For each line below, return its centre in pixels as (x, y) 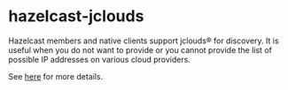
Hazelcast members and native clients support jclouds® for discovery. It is (144, 41)
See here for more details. (56, 76)
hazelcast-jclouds (76, 16)
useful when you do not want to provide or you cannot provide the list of (140, 49)
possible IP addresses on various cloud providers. (100, 59)
